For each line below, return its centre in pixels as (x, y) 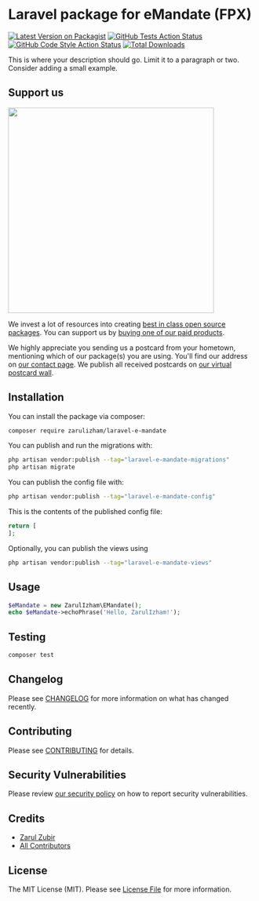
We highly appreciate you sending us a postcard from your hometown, (122, 348)
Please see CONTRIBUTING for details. (71, 750)
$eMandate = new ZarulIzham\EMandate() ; (75, 605)
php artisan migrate (42, 467)
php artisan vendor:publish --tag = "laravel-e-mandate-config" (112, 497)
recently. (22, 706)
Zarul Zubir (37, 837)
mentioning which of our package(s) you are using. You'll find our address (128, 356)
